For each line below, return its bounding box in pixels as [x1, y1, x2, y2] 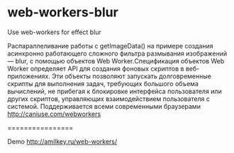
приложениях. [7, 72, 51, 80]
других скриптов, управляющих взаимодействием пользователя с [7, 94, 211, 103]
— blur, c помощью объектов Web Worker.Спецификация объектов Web [7, 56, 225, 65]
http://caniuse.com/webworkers [7, 110, 101, 118]
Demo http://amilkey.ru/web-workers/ [7, 137, 118, 146]
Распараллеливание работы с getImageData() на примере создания [7, 41, 213, 50]
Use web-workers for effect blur [7, 28, 101, 36]
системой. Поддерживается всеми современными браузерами [7, 102, 201, 110]
